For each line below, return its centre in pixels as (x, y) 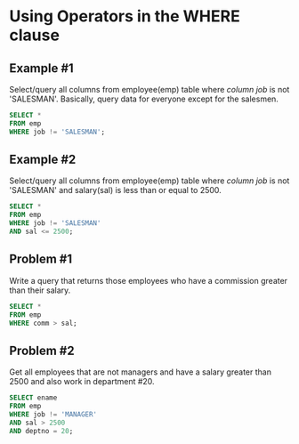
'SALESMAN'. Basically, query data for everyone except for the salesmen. (144, 99)
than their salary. (40, 290)
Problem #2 (42, 350)
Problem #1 (41, 259)
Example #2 (43, 160)
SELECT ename (33, 398)
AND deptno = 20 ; (41, 431)
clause (35, 35)
